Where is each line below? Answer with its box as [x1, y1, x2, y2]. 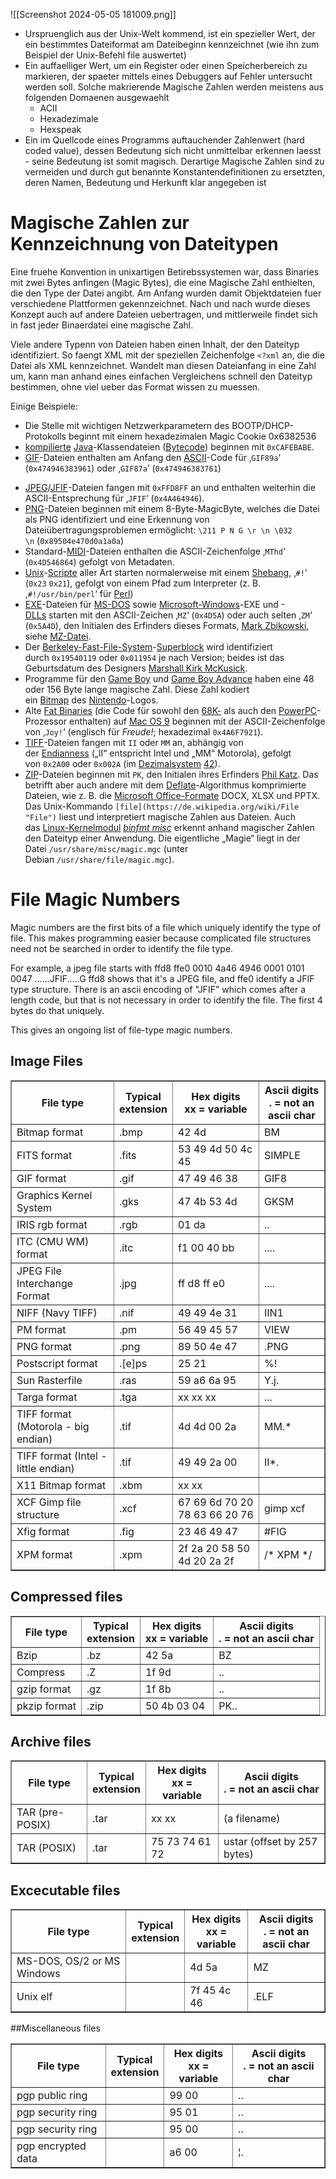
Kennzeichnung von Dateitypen [10, 233, 279, 256]
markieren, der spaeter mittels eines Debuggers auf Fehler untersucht [24, 70, 313, 82]
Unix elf [16, 1990, 53, 2004]
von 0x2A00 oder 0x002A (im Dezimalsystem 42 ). [24, 757, 221, 769]
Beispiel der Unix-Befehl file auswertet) [24, 49, 187, 61]
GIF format [16, 1171, 67, 1185]
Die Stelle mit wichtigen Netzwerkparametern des [24, 419, 230, 431]
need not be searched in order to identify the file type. [10, 942, 234, 954]
